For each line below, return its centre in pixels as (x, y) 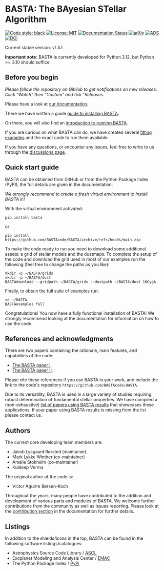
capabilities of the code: (29, 356)
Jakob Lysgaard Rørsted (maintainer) (49, 452)
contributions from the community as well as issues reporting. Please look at (82, 506)
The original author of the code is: (39, 477)
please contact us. (24, 415)
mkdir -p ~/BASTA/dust (28, 277)
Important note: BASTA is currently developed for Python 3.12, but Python (80, 57)
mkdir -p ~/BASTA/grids (29, 273)
